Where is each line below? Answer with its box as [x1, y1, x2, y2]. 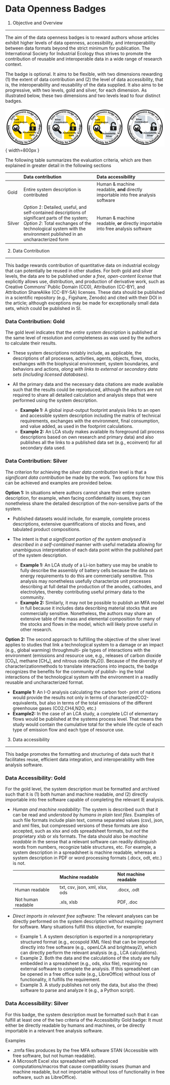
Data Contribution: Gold [5, 318, 65, 325]
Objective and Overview [12, 20, 63, 26]
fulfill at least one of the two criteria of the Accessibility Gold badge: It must [5, 1017, 163, 1023]
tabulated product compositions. [12, 526, 81, 532]
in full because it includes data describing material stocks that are [20, 605, 157, 611]
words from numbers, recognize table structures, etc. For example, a [12, 844, 156, 850]
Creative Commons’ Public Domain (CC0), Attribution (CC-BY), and [5, 284, 145, 290]
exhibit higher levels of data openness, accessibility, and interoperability [5, 39, 156, 46]
